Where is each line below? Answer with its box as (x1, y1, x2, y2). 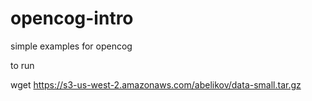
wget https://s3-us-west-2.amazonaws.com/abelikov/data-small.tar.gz (10, 78, 302, 91)
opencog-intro (10, 7, 134, 30)
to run (10, 59, 35, 71)
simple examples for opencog (10, 40, 133, 52)
